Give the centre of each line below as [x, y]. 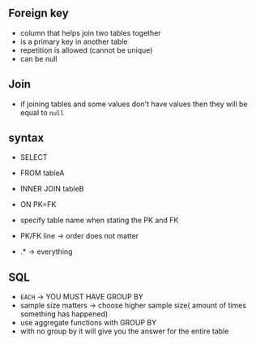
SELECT [34, 157]
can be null [39, 58]
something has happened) [64, 314]
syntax [26, 138]
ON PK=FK [38, 204]
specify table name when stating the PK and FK [99, 220]
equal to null [42, 112]
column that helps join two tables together [90, 32]
